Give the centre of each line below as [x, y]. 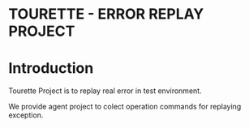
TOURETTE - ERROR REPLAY [106, 14]
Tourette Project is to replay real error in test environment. [105, 91]
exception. [26, 115]
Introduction [51, 68]
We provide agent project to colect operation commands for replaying [125, 107]
